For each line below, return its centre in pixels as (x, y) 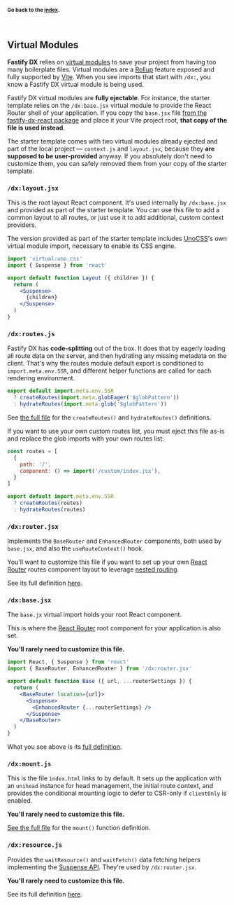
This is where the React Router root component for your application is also (114, 628)
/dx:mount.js (29, 764)
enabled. (20, 801)
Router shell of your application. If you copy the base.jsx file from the (107, 113)
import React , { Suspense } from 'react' (68, 662)
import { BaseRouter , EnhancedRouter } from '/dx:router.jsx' (100, 669)
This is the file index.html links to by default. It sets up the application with (114, 778)
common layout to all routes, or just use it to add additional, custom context (116, 218)
